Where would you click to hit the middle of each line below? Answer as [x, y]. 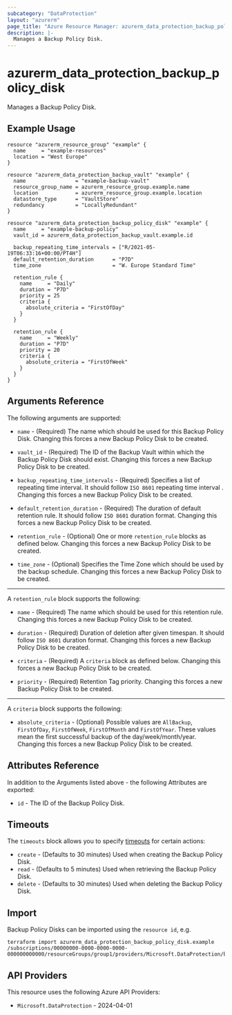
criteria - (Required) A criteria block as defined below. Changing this [119, 660]
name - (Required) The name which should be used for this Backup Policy [120, 431]
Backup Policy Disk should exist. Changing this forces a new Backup [115, 459]
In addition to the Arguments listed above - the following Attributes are [107, 782]
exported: [21, 789]
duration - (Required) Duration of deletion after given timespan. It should [120, 633]
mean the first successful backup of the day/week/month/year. [107, 736]
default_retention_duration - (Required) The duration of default [109, 508]
